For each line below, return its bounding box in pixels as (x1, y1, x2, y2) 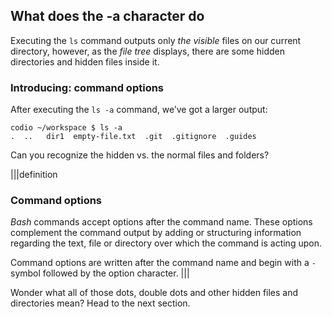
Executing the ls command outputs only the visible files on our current (10, 34, 302, 46)
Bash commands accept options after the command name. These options (10, 216, 313, 228)
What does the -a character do (10, 8, 205, 25)
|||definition (10, 169, 58, 181)
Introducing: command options (10, 80, 165, 94)
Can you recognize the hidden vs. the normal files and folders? (10, 149, 270, 161)
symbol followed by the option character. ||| (10, 267, 190, 279)
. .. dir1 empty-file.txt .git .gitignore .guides (10, 132, 257, 142)
